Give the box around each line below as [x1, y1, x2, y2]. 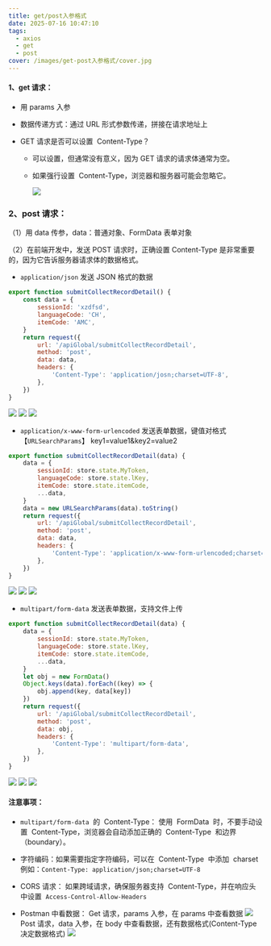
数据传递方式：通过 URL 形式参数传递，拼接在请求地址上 [19, 119, 208, 129]
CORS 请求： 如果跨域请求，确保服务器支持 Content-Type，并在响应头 [19, 881, 256, 891]
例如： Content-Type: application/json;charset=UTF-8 [19, 865, 201, 874]
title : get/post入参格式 [8, 11, 87, 20]
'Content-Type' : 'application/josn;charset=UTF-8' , [51, 371, 229, 379]
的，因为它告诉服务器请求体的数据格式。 [8, 255, 143, 265]
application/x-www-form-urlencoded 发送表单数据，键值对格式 [19, 425, 227, 435]
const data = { [23, 296, 74, 304]
